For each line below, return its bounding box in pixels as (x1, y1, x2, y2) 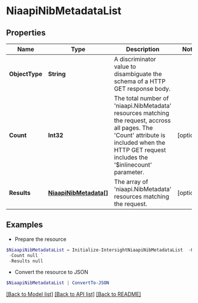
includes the (114, 154, 148, 161)
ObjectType (9, 70, 42, 78)
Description (126, 45, 160, 53)
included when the (114, 139, 166, 146)
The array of (114, 178, 148, 185)
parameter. (114, 168, 144, 176)
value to (114, 63, 137, 70)
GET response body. (114, 84, 171, 93)
